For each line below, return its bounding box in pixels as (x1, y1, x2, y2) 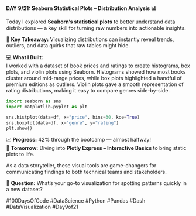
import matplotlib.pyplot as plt (6, 104, 88, 109)
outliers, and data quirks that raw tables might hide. (6, 42, 130, 49)
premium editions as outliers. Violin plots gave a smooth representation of (6, 81, 184, 88)
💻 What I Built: (6, 54, 43, 60)
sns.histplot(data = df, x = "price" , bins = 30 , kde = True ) (6, 114, 140, 120)
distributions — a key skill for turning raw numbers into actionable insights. (6, 25, 186, 31)
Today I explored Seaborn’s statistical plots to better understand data (6, 18, 176, 25)
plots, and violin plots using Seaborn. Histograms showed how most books (6, 68, 186, 75)
